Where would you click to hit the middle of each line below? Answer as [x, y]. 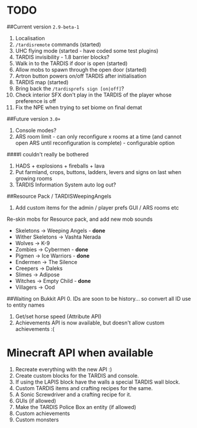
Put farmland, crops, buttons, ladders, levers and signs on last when [98, 172]
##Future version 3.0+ [34, 118]
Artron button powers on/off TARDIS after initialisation [81, 76]
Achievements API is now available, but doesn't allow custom [90, 323]
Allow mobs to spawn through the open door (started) [81, 69]
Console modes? [36, 130]
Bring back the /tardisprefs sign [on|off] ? [70, 88]
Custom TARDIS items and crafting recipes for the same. [84, 388]
